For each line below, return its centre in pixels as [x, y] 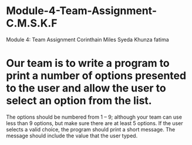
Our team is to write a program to [88, 63]
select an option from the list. [79, 101]
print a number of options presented [96, 76]
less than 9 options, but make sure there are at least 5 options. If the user [95, 123]
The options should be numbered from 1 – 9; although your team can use [94, 117]
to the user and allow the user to [86, 88]
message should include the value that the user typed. [72, 136]
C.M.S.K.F [32, 23]
